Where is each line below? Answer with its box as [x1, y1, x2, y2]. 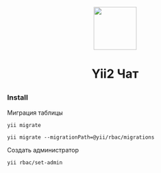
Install [7, 93, 29, 102]
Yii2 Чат [91, 66, 139, 82]
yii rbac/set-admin [7, 159, 63, 166]
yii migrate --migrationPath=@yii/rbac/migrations [7, 134, 155, 141]
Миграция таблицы [7, 108, 63, 117]
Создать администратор [7, 146, 79, 154]
